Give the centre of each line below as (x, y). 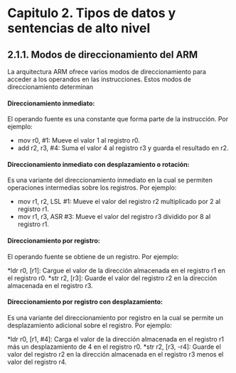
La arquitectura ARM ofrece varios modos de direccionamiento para (107, 72)
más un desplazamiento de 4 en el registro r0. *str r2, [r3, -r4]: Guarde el (114, 347)
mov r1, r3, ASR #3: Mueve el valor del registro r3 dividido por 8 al (114, 217)
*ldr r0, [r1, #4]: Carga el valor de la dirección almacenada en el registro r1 (116, 339)
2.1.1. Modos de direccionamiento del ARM (103, 55)
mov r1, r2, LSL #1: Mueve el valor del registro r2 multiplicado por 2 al (119, 202)
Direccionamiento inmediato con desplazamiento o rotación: (98, 164)
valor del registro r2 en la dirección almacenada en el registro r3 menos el (116, 354)
